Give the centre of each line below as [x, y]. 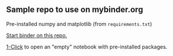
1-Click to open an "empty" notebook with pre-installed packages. [87, 47]
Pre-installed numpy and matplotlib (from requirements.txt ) [79, 24]
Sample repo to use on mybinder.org [75, 10]
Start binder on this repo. [37, 35]
